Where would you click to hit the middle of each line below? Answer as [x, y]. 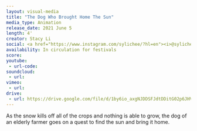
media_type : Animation [34, 22]
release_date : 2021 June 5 [39, 28]
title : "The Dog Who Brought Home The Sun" [60, 17]
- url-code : [23, 66]
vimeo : [14, 83]
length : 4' [19, 33]
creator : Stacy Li [28, 39]
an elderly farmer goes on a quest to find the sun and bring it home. [88, 122]
